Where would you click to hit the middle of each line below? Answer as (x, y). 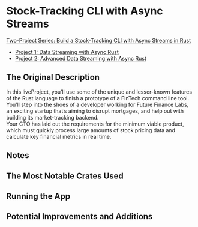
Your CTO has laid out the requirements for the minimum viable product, (95, 124)
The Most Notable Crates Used (65, 176)
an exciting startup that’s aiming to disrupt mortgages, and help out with (95, 111)
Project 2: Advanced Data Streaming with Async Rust (81, 58)
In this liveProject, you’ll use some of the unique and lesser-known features (99, 92)
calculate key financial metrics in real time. (59, 136)
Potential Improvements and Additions (79, 216)
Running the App (38, 196)
